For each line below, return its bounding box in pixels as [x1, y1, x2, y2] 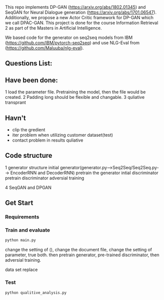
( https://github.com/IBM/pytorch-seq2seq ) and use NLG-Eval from [5, 40, 140, 46]
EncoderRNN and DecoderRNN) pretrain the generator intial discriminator [10, 170, 159, 176]
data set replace [5, 267, 38, 272]
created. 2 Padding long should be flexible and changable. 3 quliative [5, 94, 145, 100]
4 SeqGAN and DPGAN [5, 184, 51, 190]
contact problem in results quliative [12, 137, 83, 143]
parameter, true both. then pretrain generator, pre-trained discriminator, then [5, 252, 160, 258]
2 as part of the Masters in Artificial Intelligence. [5, 25, 102, 31]
